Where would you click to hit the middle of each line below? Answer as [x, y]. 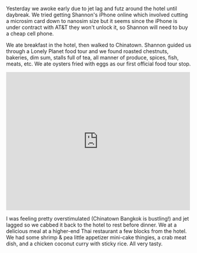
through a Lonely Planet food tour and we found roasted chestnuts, [87, 51]
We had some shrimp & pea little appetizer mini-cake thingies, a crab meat [96, 237]
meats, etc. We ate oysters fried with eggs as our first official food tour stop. [98, 64]
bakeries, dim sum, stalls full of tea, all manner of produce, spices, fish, [93, 57]
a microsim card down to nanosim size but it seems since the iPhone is [92, 21]
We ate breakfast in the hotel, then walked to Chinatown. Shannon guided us [99, 45]
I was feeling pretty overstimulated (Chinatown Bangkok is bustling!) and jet [98, 218]
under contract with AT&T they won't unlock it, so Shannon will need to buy [97, 27]
